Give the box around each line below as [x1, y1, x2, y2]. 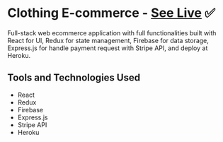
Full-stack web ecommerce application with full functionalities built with [7, 28, 217, 37]
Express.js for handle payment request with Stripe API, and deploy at [7, 44, 208, 52]
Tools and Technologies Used [7, 72, 140, 84]
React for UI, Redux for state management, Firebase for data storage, [7, 36, 209, 45]
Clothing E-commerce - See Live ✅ [7, 5, 216, 21]
